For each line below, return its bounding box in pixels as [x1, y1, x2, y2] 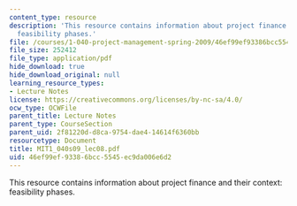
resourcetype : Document [9, 136, 97, 145]
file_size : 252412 [9, 46, 77, 55]
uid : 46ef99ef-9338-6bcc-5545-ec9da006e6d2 [9, 152, 172, 162]
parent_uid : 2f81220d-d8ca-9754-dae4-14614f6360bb [9, 128, 200, 137]
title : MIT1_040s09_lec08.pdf [9, 144, 121, 153]
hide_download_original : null [9, 71, 121, 80]
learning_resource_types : [9, 79, 104, 88]
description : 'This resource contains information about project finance [9, 21, 287, 30]
